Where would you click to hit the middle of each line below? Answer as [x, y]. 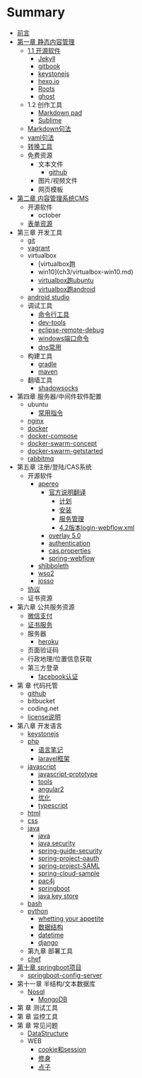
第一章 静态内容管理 [46, 41]
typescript [53, 805]
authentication [70, 543]
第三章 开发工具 [40, 232]
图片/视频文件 [58, 180]
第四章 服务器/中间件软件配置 [59, 396]
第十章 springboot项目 [49, 967]
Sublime [50, 120]
